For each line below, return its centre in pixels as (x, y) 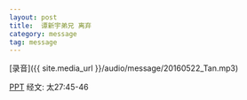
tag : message (33, 42)
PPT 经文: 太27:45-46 (49, 87)
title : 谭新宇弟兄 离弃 (50, 26)
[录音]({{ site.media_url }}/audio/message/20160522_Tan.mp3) (124, 68)
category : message (43, 34)
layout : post (33, 17)
